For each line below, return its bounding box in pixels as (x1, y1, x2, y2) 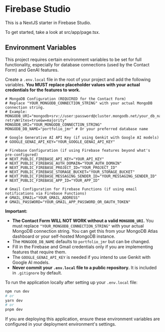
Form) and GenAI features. (5, 67, 59, 73)
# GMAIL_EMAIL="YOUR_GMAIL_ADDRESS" (5, 195, 80, 200)
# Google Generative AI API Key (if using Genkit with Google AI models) (5, 135, 160, 140)
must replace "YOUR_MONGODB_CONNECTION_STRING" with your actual (12, 222, 144, 229)
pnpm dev (5, 307, 23, 312)
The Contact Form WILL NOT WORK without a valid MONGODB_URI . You (12, 218, 154, 223)
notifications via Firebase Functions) (5, 191, 87, 196)
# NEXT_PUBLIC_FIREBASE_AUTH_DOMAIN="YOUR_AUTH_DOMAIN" (5, 161, 122, 166)
